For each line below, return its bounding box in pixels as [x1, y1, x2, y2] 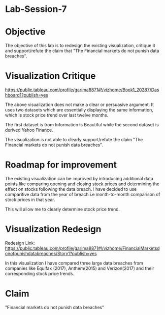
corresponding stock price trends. [5, 270, 74, 276]
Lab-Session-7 [5, 3, 67, 15]
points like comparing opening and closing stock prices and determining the [5, 181, 160, 187]
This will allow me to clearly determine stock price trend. [5, 207, 120, 212]
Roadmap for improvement [5, 159, 117, 170]
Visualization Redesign [5, 224, 101, 235]
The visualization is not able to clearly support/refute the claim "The [5, 137, 143, 143]
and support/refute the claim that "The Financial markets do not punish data [5, 48, 159, 54]
